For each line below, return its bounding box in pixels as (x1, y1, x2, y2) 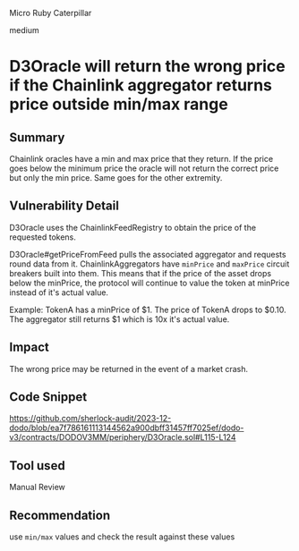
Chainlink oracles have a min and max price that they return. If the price (9, 154, 274, 164)
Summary (9, 130, 65, 145)
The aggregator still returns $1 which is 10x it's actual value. (9, 313, 230, 325)
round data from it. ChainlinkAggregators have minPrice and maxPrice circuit (9, 259, 290, 269)
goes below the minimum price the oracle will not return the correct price (9, 163, 279, 174)
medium (9, 25, 39, 35)
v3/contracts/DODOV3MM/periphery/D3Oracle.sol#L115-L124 (9, 432, 236, 443)
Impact (9, 340, 49, 355)
